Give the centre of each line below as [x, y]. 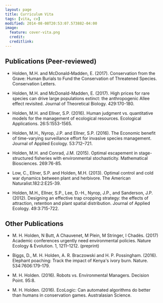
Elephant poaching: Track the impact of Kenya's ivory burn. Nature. [80, 261]
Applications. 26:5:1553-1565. [42, 124]
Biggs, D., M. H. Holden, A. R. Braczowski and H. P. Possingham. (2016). [85, 255]
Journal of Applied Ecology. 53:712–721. [52, 143]
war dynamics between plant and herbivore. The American [71, 178]
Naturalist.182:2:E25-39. [36, 183]
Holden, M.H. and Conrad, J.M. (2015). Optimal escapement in [75, 153]
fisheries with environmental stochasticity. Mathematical [91, 158]
